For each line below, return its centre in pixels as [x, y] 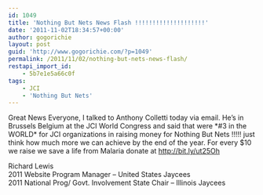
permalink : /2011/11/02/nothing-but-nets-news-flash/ [98, 60]
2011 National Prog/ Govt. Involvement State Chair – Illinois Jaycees [117, 183]
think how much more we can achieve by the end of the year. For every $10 [130, 143]
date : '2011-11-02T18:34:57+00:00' [66, 30]
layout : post [29, 45]
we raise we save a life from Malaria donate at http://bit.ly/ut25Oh [114, 151]
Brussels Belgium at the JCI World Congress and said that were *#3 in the [128, 126]
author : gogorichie [40, 37]
